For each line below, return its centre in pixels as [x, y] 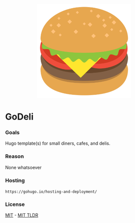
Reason [14, 156]
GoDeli [19, 117]
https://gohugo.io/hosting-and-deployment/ [51, 192]
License [15, 204]
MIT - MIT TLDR [22, 215]
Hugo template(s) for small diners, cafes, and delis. [58, 143]
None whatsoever [23, 167]
